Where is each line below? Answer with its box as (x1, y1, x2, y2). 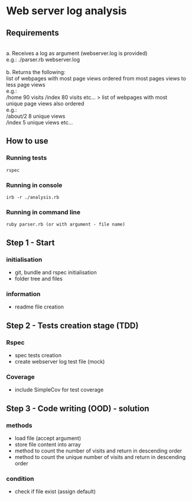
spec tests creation (14, 351, 62, 359)
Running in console (6, 181, 63, 189)
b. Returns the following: (6, 69, 66, 75)
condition (6, 474, 34, 483)
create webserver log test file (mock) (14, 358, 105, 365)
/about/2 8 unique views (6, 113, 66, 120)
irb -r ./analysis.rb (6, 194, 60, 200)
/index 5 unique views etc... (6, 119, 73, 126)
